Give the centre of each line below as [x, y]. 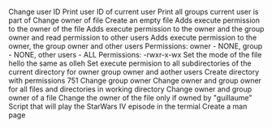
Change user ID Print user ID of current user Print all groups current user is [134, 12]
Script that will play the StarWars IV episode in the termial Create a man [128, 106]
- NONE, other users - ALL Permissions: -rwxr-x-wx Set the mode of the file [135, 55]
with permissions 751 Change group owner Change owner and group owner [135, 81]
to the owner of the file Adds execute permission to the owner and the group [136, 29]
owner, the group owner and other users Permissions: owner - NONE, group [136, 46]
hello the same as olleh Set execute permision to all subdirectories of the [130, 63]
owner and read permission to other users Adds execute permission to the [133, 37]
